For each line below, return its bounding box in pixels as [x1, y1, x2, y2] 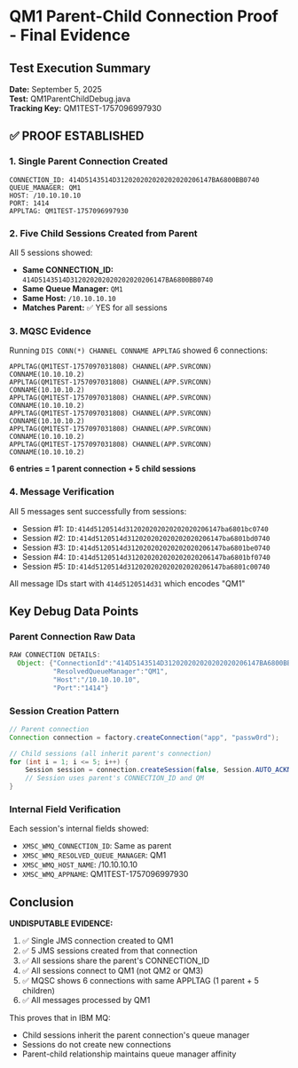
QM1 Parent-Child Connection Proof [9, 6, 279, 27]
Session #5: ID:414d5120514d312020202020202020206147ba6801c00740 [21, 561, 271, 571]
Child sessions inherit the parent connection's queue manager [21, 1030, 250, 1040]
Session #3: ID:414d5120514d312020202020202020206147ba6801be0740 [21, 542, 271, 553]
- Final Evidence [9, 25, 130, 45]
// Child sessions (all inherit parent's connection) [9, 749, 213, 758]
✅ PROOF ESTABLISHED [9, 129, 145, 144]
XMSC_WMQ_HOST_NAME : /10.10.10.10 [21, 859, 138, 870]
